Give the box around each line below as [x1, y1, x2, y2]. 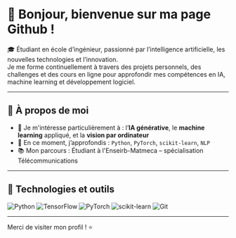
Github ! [7, 21, 55, 37]
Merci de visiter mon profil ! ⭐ [7, 223, 93, 231]
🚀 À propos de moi [7, 105, 89, 117]
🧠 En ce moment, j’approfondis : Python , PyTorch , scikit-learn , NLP [17, 138, 211, 146]
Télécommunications [17, 156, 79, 165]
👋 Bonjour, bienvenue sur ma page [7, 6, 211, 23]
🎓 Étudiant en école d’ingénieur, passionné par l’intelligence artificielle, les [7, 45, 225, 54]
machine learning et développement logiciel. [7, 77, 136, 86]
